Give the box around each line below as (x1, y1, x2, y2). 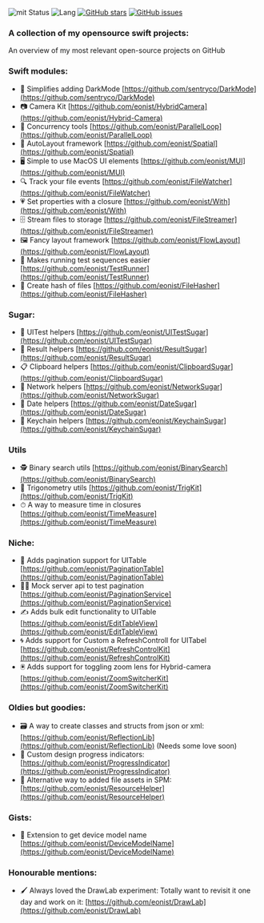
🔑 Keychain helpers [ (19, 415, 89, 425)
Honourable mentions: (8, 867, 98, 878)
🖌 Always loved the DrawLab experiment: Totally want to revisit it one (19, 885, 251, 896)
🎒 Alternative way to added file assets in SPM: (19, 775, 172, 785)
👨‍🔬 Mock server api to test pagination (19, 581, 145, 591)
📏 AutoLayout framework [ (19, 138, 107, 148)
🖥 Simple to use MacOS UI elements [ (19, 156, 144, 166)
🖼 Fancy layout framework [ (19, 235, 114, 244)
